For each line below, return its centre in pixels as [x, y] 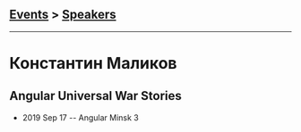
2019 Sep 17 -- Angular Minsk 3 [80, 117]
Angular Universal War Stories [95, 96]
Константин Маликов [93, 63]
